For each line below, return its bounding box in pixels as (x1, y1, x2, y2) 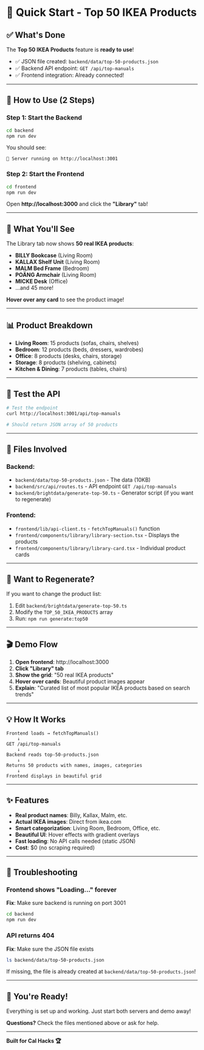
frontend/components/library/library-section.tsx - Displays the (15, 531, 180, 538)
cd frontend (6, 184, 36, 190)
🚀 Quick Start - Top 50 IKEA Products (6, 5, 197, 20)
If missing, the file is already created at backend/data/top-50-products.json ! (6, 968, 196, 975)
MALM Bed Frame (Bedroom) (15, 265, 90, 272)
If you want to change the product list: (6, 590, 102, 598)
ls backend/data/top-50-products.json (6, 957, 104, 963)
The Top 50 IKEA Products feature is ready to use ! (6, 46, 134, 53)
